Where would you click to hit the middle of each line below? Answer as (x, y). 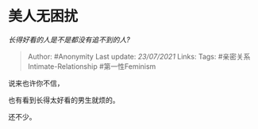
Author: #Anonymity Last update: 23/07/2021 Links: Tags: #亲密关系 (139, 56)
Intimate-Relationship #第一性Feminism (92, 66)
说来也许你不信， (36, 83)
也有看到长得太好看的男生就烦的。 (64, 100)
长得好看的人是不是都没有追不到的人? (69, 40)
